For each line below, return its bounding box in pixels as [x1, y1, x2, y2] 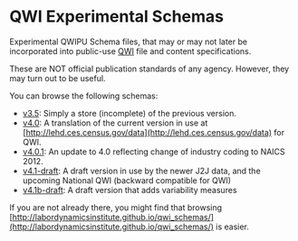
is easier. [216, 221, 249, 232]
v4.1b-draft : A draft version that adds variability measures [22, 184, 237, 195]
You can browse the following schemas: [9, 90, 159, 101]
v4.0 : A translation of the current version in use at [22, 117, 208, 128]
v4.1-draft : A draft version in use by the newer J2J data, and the [22, 165, 261, 176]
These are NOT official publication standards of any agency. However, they [9, 63, 290, 74]
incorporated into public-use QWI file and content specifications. [9, 45, 252, 56]
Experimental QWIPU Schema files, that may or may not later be [9, 36, 247, 47]
